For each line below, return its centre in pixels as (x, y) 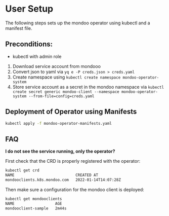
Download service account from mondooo (57, 66)
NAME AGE (34, 203)
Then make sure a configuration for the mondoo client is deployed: (75, 189)
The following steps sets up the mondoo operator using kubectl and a (78, 23)
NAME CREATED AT (52, 175)
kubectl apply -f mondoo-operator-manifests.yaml (59, 123)
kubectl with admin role (37, 56)
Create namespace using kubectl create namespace (67, 77)
